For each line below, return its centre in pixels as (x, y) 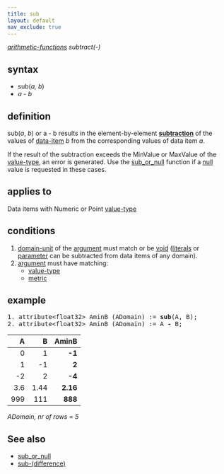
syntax (23, 69)
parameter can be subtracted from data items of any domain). (107, 255)
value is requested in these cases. (57, 169)
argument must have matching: (63, 263)
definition (29, 116)
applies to (29, 192)
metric (37, 278)
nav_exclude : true (34, 27)
